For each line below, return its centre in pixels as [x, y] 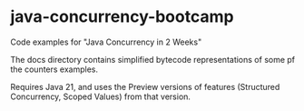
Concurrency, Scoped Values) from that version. [101, 96]
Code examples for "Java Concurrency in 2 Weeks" [106, 42]
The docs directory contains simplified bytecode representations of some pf [153, 59]
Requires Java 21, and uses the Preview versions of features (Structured [145, 86]
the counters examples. [54, 69]
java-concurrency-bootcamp [122, 17]
